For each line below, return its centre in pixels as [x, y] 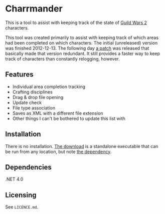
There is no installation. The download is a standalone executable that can [82, 146]
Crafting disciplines [32, 92]
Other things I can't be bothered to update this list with [69, 118]
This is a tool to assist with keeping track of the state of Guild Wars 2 [76, 22]
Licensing [21, 195]
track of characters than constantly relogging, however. [62, 58]
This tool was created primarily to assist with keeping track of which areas [82, 37]
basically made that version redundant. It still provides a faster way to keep [83, 53]
